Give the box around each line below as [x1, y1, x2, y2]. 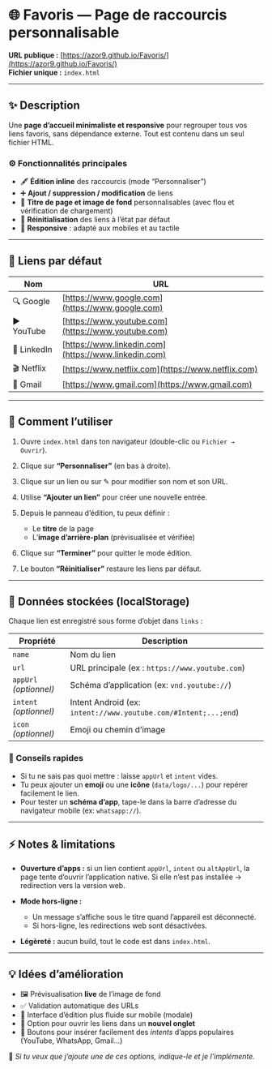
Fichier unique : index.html [8, 67, 100, 77]
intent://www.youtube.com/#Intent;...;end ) [70, 707, 240, 719]
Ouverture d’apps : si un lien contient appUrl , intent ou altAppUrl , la [19, 863, 250, 873]
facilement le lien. [19, 788, 79, 798]
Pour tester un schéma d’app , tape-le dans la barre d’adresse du [19, 796, 237, 806]
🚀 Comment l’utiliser [8, 415, 113, 429]
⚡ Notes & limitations [8, 838, 116, 852]
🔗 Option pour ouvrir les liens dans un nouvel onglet [19, 1019, 196, 1028]
